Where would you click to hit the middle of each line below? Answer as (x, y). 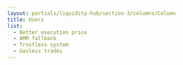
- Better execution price (50, 32)
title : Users (26, 20)
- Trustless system (41, 45)
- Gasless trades (38, 51)
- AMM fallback (35, 39)
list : (15, 26)
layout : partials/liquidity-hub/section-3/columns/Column (91, 13)
